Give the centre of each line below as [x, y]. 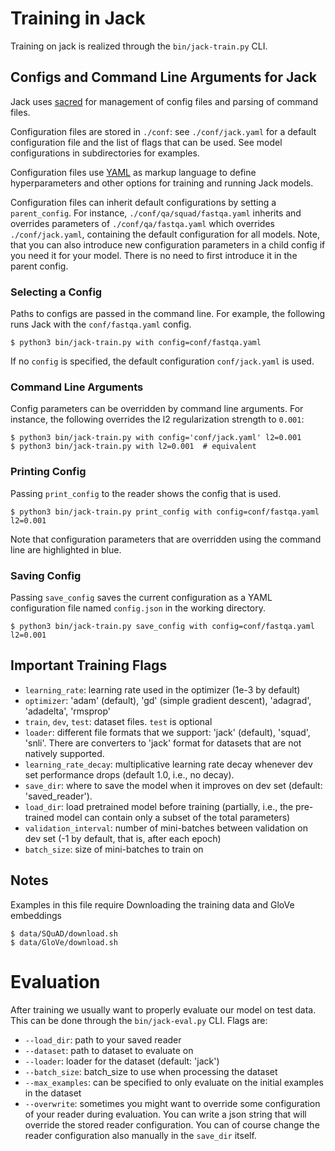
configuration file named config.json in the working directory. [138, 608]
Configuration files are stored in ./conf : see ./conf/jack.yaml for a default [163, 131]
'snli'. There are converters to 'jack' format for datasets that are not [163, 743]
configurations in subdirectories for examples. [105, 153]
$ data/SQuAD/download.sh [64, 933]
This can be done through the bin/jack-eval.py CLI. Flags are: [139, 1020]
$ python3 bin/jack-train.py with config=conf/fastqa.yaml [136, 343]
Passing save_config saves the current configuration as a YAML [141, 597]
